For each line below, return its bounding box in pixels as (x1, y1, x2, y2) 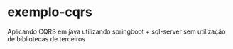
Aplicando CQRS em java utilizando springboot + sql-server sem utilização (7, 27, 226, 36)
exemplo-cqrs (7, 4, 92, 20)
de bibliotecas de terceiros (7, 34, 85, 43)
